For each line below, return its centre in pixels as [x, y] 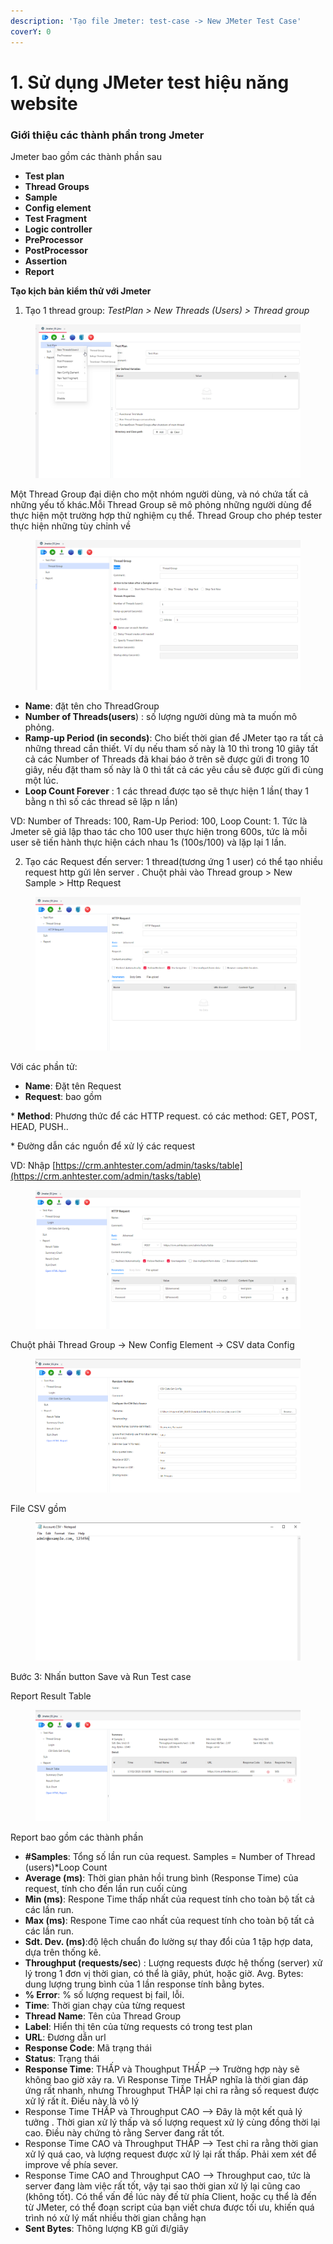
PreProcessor [54, 239]
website [44, 103]
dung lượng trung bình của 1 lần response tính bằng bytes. [144, 1984]
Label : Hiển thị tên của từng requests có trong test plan [138, 2027]
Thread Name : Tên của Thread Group [103, 2016]
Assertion [46, 261]
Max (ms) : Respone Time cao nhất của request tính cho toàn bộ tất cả [169, 1921]
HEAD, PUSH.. [39, 1127]
